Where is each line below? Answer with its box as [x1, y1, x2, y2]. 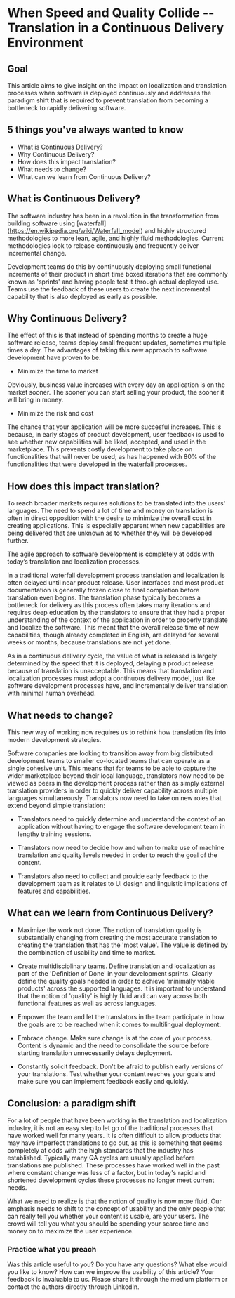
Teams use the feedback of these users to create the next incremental [7, 284, 210, 293]
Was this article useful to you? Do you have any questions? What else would [7, 1260, 227, 1269]
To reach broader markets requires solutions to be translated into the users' [7, 499, 226, 508]
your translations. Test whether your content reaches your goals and [17, 1069, 216, 1078]
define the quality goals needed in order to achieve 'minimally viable [17, 976, 215, 985]
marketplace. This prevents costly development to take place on [7, 445, 193, 453]
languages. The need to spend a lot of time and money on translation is [7, 507, 213, 515]
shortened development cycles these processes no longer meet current [7, 1176, 215, 1184]
